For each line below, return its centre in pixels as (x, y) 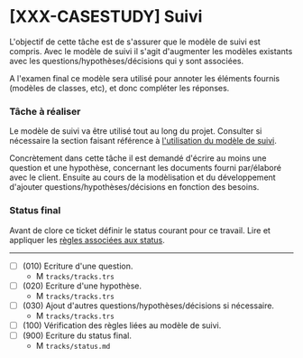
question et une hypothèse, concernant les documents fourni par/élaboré (146, 168)
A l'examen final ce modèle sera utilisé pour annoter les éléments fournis (145, 78)
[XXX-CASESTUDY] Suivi (106, 17)
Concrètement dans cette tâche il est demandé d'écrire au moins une (138, 158)
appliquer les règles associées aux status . (87, 240)
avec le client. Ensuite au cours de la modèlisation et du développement (143, 177)
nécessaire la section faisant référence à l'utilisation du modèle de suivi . (143, 141)
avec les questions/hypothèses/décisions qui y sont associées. (127, 61)
